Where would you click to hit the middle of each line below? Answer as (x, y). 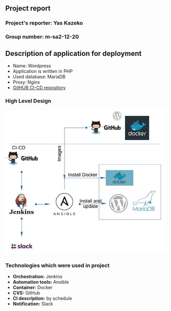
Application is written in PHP (43, 71)
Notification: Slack (33, 304)
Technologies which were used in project (58, 265)
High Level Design (28, 101)
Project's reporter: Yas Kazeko (44, 23)
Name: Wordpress (32, 66)
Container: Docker (33, 287)
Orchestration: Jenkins (37, 277)
